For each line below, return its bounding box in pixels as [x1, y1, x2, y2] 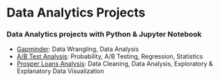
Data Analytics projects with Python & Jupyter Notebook [6, 30, 203, 39]
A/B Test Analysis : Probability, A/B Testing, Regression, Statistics [16, 52, 203, 61]
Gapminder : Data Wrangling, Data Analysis [16, 45, 139, 53]
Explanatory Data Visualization [16, 67, 104, 75]
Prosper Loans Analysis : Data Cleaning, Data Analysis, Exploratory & [16, 60, 213, 68]
